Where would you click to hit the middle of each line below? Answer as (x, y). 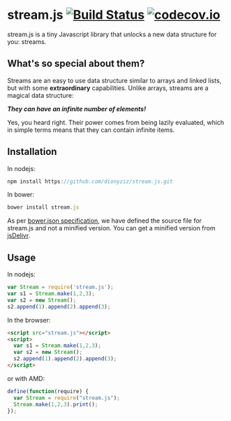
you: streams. (27, 41)
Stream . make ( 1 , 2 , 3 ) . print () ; (56, 404)
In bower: (21, 195)
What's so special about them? (76, 64)
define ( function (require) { (48, 391)
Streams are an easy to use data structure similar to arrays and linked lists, (114, 80)
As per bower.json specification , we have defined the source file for (105, 221)
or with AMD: (26, 378)
